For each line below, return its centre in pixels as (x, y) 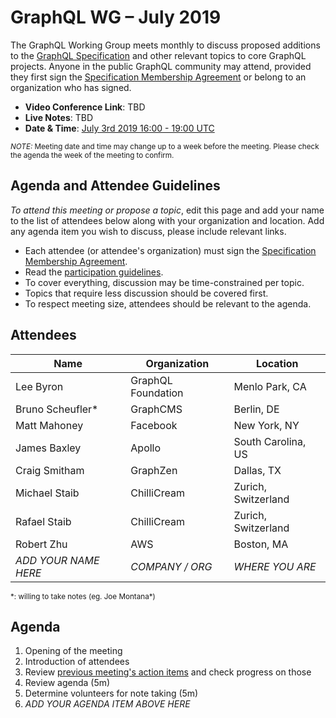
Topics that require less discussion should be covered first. (146, 293)
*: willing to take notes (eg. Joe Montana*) (83, 596)
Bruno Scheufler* (57, 409)
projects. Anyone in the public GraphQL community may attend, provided (161, 66)
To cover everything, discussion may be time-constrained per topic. (164, 282)
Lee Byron (39, 386)
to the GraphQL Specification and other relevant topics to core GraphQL (158, 55)
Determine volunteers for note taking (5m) (111, 693)
